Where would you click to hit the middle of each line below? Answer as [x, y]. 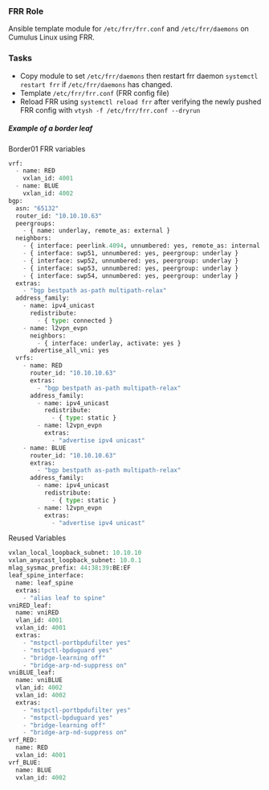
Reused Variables [37, 538]
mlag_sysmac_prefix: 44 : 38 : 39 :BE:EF [69, 568]
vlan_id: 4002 [39, 688]
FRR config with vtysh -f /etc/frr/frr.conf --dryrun [110, 110]
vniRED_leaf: [30, 606]
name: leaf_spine [45, 583]
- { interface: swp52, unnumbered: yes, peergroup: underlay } [131, 261]
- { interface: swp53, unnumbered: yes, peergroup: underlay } [131, 268]
